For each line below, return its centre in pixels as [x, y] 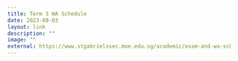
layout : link [27, 27]
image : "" [22, 40]
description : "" [31, 33]
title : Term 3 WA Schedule [47, 14]
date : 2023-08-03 [33, 20]
